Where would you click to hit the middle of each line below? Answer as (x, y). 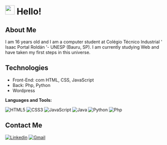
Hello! (29, 12)
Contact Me (24, 125)
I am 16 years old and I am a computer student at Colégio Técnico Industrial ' (84, 42)
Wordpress (24, 90)
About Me (21, 30)
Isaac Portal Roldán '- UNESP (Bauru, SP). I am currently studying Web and (82, 47)
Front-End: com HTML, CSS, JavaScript (53, 80)
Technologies (27, 68)
